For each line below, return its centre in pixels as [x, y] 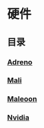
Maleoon [22, 99]
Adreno [20, 62]
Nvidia [18, 118]
